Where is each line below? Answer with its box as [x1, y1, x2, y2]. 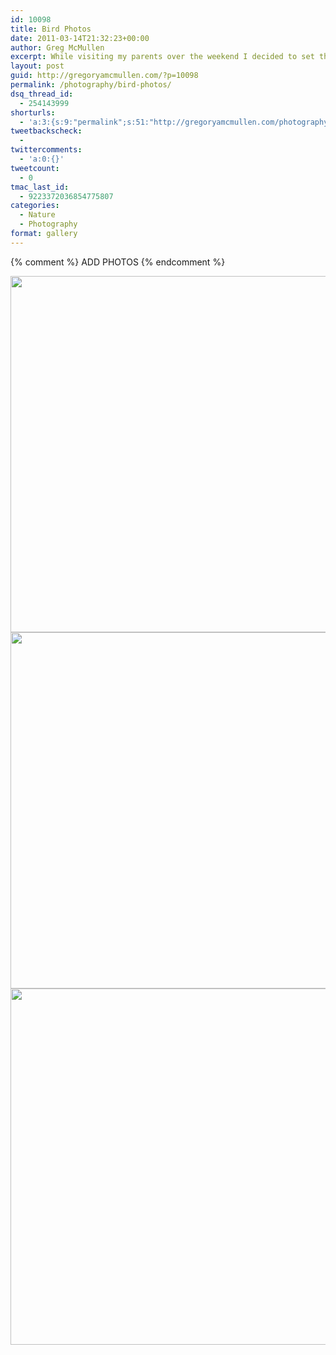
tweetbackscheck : [10, 126, 83, 136]
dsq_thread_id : [10, 89, 74, 99]
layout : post [10, 61, 65, 71]
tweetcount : [10, 163, 60, 173]
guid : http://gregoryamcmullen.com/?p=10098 [10, 71, 199, 81]
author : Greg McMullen [10, 42, 105, 53]
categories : [10, 201, 60, 211]
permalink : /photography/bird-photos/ [10, 80, 172, 90]
